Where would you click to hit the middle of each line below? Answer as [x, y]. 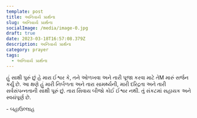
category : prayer [27, 50]
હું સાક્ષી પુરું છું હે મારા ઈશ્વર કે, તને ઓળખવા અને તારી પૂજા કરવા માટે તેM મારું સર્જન [97, 77]
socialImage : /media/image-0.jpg [47, 28]
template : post [25, 11]
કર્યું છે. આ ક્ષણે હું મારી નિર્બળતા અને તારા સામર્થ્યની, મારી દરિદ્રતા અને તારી [86, 84]
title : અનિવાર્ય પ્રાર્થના [31, 17]
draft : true [21, 33]
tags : [13, 55]
